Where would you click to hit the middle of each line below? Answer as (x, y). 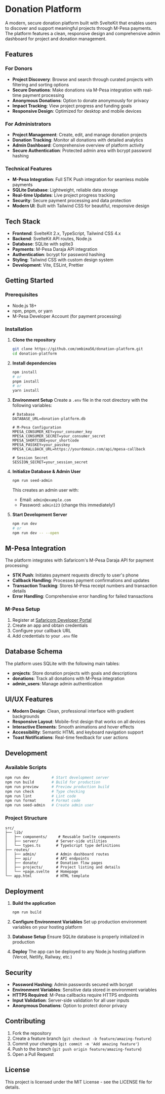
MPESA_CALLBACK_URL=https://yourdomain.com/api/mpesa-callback (79, 449)
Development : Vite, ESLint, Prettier (48, 265)
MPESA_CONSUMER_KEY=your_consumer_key (52, 432)
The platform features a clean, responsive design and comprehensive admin (83, 33)
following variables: (32, 405)
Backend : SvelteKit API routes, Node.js (52, 239)
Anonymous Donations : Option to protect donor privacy (70, 1005)
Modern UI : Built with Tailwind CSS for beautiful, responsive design (81, 206)
